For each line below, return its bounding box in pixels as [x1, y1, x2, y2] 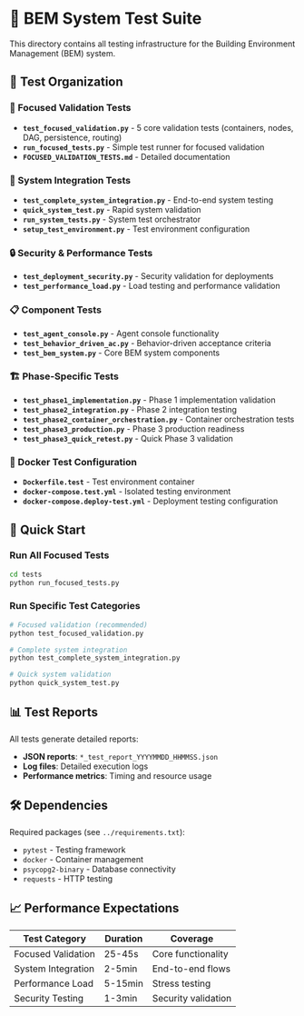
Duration [103, 931, 143, 944]
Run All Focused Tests [9, 549, 110, 562]
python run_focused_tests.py [9, 578, 120, 587]
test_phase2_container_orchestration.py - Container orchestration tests [22, 413, 295, 424]
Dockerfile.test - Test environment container [22, 476, 195, 487]
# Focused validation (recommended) [9, 620, 148, 630]
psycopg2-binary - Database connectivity [22, 863, 177, 874]
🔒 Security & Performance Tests [9, 246, 153, 259]
